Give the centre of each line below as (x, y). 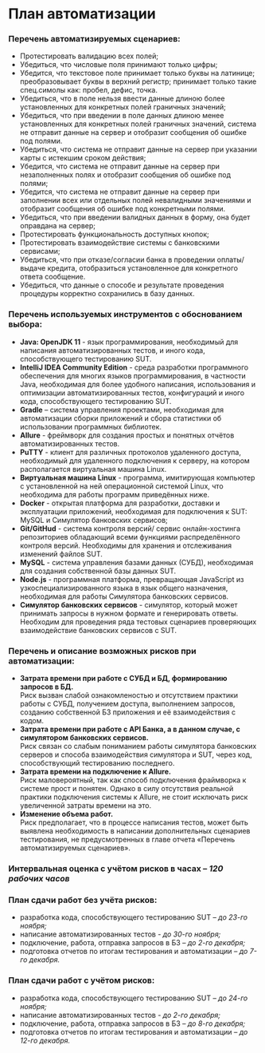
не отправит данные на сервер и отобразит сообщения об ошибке (133, 133)
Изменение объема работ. (66, 814)
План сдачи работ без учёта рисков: (83, 900)
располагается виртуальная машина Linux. (93, 469)
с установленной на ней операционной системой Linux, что (122, 486)
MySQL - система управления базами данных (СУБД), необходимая (136, 562)
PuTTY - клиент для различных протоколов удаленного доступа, (130, 452)
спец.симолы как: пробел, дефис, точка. (88, 90)
